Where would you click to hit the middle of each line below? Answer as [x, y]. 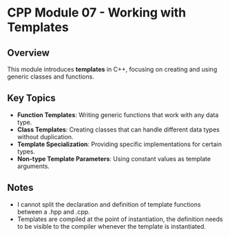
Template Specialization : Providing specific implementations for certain [119, 144]
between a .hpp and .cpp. [54, 212]
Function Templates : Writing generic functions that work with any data [118, 114]
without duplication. [45, 136]
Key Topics [32, 98]
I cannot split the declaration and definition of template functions [109, 204]
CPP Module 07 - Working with [97, 13]
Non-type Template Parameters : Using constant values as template [114, 158]
